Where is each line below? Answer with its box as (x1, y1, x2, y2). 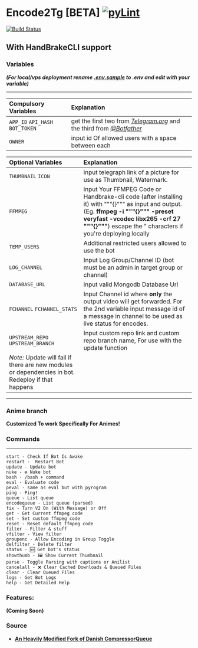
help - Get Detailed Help (6, 580, 70, 586)
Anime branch (6, 407, 48, 415)
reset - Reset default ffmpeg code (6, 521, 94, 527)
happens (9, 382, 34, 391)
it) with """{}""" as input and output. (83, 199, 182, 208)
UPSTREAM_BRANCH (9, 340, 55, 346)
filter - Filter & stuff (6, 526, 67, 532)
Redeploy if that (9, 375, 53, 384)
